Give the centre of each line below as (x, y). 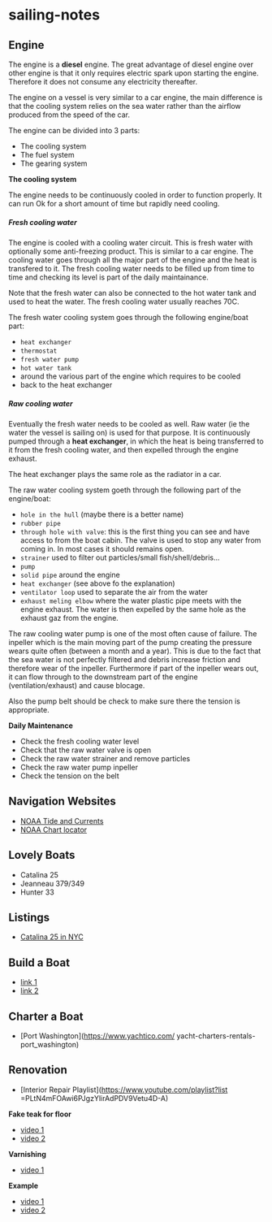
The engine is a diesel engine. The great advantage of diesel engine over (131, 64)
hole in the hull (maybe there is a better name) (102, 514)
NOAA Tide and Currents (62, 821)
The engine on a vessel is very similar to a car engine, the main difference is (136, 97)
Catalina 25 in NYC (52, 937)
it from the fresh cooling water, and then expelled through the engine (124, 449)
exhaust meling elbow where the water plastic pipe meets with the (131, 600)
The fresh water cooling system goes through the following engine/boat (129, 317)
